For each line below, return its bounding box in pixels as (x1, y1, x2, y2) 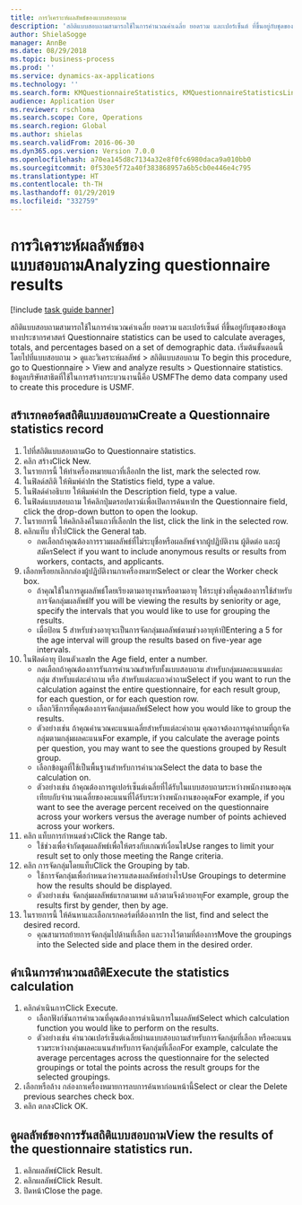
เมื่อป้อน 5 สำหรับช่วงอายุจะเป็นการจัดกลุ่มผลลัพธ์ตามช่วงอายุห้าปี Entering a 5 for (36, 624, 283, 635)
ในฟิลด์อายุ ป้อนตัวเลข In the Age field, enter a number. (22, 653, 209, 664)
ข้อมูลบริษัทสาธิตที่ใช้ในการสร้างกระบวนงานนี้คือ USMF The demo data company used (10, 371, 288, 382)
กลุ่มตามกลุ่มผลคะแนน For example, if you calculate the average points (36, 732, 280, 743)
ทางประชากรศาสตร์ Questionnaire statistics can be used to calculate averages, (10, 331, 286, 342)
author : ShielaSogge (10, 30, 88, 39)
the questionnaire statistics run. (10, 1141, 194, 1157)
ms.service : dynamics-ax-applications (10, 72, 155, 81)
